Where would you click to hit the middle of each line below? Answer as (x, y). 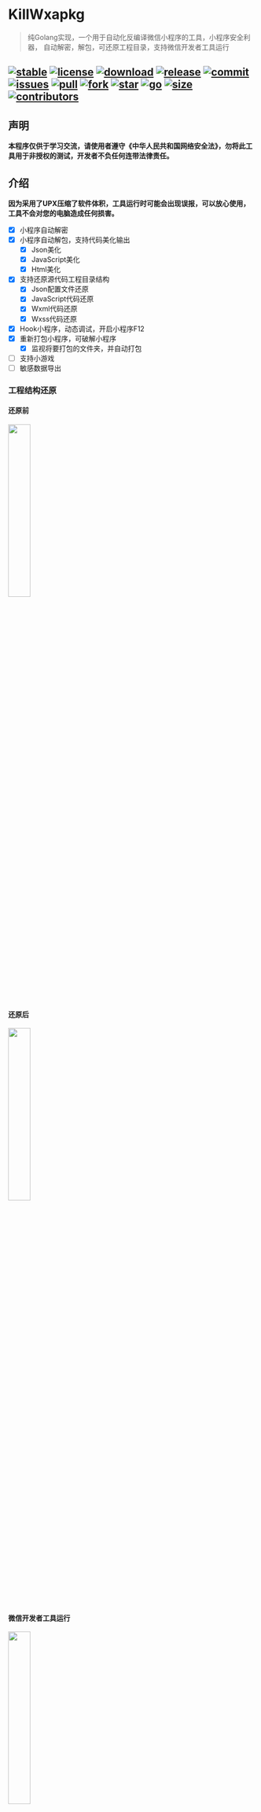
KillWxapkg (46, 15)
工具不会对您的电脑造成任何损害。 (63, 213)
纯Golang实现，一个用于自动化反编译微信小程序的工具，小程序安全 (135, 37)
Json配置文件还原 (60, 289)
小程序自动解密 (44, 230)
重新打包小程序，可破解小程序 (68, 338)
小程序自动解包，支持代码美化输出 (75, 240)
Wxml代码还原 (54, 309)
